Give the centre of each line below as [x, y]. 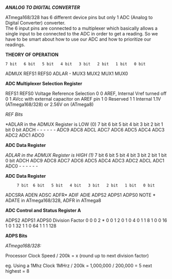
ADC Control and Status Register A [43, 210]
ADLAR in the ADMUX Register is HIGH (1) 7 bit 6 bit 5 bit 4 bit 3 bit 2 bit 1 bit [86, 155]
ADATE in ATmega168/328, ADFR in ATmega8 [53, 200]
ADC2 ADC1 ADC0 [25, 135]
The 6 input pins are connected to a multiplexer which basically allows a [81, 28]
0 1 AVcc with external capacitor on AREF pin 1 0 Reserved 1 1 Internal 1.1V [83, 99]
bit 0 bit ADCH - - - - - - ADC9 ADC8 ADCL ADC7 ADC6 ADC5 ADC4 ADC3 [85, 130]
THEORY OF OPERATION [32, 54]
